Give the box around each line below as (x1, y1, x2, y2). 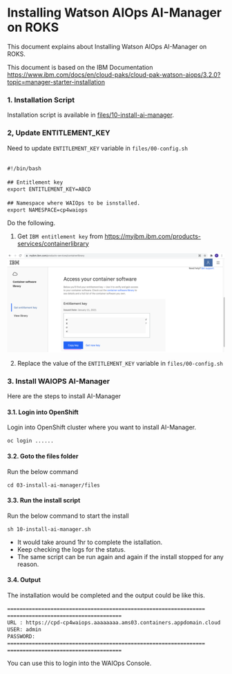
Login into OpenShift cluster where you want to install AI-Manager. (7, 423, 197, 431)
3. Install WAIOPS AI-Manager (7, 376, 110, 386)
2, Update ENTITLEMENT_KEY (7, 128, 110, 138)
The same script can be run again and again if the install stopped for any (17, 552, 224, 561)
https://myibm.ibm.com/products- (104, 232, 202, 240)
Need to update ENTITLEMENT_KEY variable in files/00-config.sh (7, 144, 188, 152)
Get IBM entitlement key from (17, 232, 104, 240)
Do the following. (7, 218, 56, 227)
